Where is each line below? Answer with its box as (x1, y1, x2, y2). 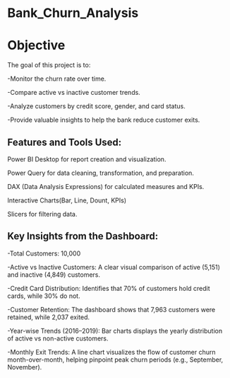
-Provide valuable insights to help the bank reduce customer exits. (7, 115, 200, 125)
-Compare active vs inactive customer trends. (7, 88, 141, 97)
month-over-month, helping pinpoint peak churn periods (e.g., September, (7, 355, 224, 364)
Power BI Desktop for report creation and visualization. (7, 154, 167, 164)
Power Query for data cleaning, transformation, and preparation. (7, 168, 194, 177)
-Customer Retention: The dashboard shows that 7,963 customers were (7, 305, 216, 314)
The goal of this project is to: (7, 61, 91, 69)
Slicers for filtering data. (7, 210, 78, 218)
